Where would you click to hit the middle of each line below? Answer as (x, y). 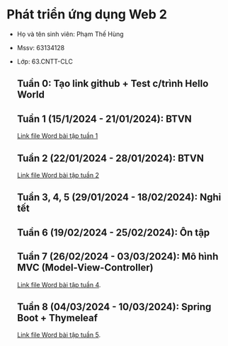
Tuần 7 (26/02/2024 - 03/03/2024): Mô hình (118, 256)
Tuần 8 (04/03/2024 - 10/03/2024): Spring (114, 307)
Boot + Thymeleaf (57, 318)
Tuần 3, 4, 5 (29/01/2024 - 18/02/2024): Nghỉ (119, 197)
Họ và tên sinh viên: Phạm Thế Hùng (70, 34)
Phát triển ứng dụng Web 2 (87, 15)
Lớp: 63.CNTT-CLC (45, 61)
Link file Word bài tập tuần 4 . (59, 284)
